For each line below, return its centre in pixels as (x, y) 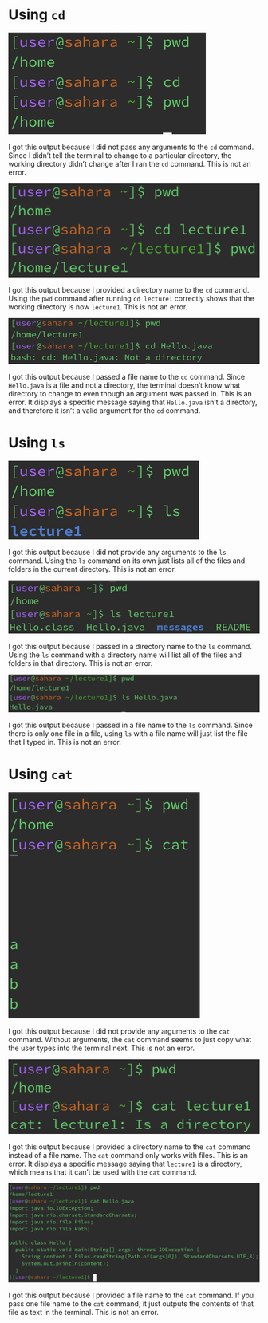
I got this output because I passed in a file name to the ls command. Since (130, 725)
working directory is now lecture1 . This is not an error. (98, 307)
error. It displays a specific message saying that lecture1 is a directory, (125, 1164)
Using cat (41, 774)
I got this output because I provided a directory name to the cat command (130, 1147)
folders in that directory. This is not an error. (81, 663)
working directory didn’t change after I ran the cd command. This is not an (130, 163)
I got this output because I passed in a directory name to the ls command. (130, 646)
